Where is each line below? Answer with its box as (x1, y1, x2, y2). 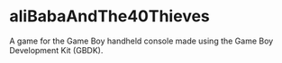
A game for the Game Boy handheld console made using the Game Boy (9, 35, 274, 46)
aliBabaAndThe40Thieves (9, 6, 210, 27)
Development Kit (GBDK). (9, 44, 104, 55)
